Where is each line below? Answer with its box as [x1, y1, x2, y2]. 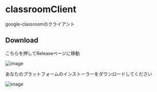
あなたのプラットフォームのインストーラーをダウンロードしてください [5, 71, 152, 77]
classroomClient [5, 4, 76, 15]
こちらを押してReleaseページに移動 [5, 50, 80, 56]
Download [5, 36, 38, 45]
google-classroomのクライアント [5, 21, 75, 27]
